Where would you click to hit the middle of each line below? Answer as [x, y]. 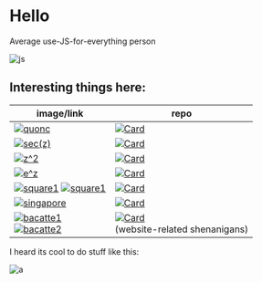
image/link [60, 113]
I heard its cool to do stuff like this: [74, 251]
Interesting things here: [78, 88]
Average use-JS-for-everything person [83, 41]
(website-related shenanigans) [182, 229]
